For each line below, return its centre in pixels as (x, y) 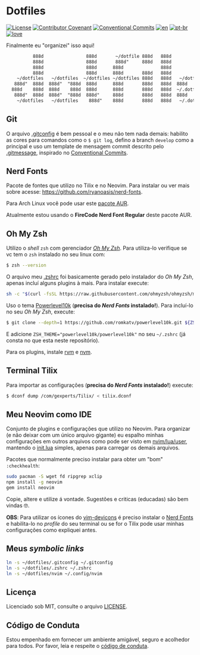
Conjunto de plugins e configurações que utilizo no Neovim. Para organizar (98, 429)
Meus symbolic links (45, 549)
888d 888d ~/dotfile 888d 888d (102, 56)
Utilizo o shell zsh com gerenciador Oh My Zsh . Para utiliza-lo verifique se (97, 248)
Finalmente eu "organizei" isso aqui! (50, 45)
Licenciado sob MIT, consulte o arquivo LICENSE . (67, 607)
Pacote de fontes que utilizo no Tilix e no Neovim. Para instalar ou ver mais (98, 185)
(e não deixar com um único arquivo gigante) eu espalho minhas (85, 435)
